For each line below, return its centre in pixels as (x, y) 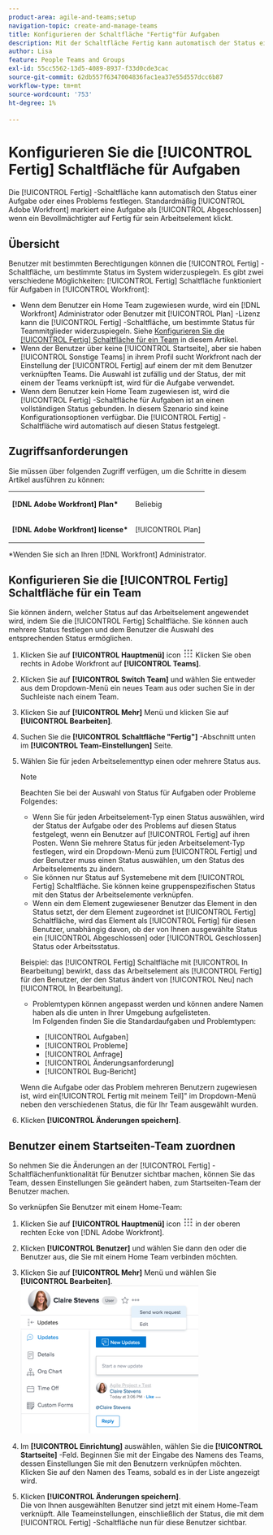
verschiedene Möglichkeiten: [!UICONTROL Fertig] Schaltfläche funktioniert (135, 281)
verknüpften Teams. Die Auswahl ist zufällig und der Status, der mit (133, 374)
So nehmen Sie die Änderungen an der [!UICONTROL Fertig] (110, 1165)
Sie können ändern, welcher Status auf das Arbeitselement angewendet (129, 613)
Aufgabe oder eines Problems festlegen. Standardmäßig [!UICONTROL (127, 201)
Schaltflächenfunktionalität (53, 1173)
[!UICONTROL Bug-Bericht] (90, 1072)
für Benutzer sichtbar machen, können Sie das (178, 1173)
